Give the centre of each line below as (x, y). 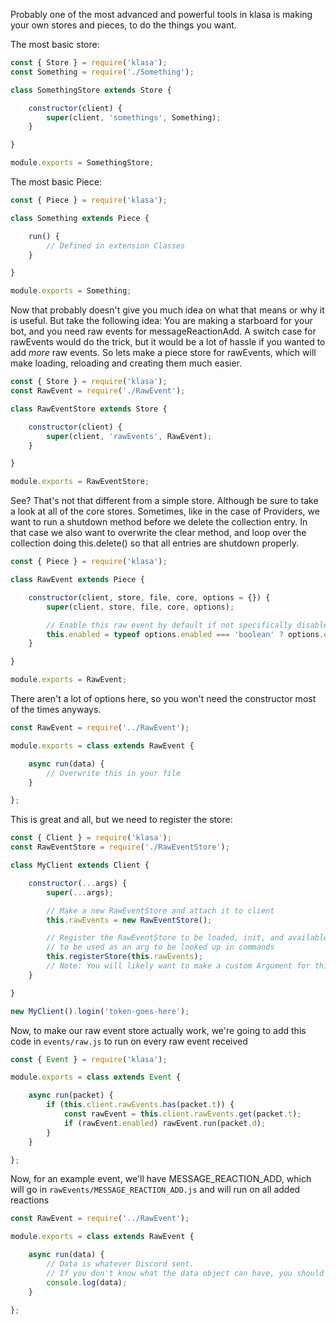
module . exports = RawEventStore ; (80, 482)
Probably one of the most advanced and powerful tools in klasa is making (161, 14)
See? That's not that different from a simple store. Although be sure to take (164, 501)
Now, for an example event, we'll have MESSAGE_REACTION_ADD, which (161, 1179)
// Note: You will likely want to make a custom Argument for (178, 966)
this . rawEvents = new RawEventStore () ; (129, 920)
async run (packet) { (71, 1095)
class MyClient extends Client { (80, 865)
